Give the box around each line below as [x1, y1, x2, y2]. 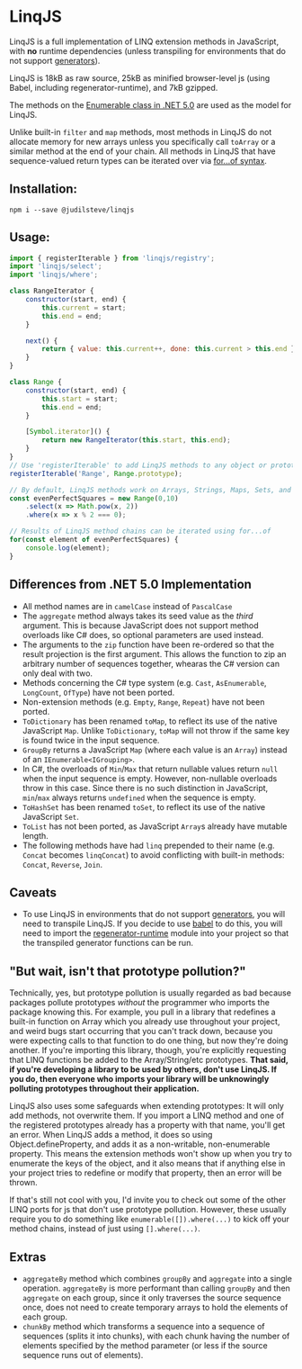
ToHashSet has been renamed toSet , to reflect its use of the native [22, 801, 266, 812]
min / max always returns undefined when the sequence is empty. [22, 792, 256, 803]
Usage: [9, 230, 51, 245]
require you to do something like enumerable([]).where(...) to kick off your [9, 1213, 290, 1225]
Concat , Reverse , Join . [22, 859, 103, 869]
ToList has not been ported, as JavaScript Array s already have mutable [22, 821, 288, 832]
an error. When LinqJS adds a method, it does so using [9, 1130, 213, 1140]
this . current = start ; [41, 303, 127, 312]
